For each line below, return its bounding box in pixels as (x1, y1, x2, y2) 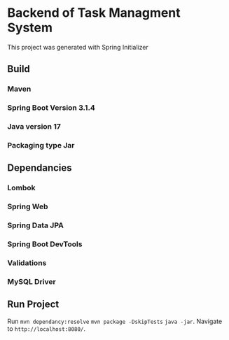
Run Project (7, 299, 60, 311)
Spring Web (7, 201, 48, 211)
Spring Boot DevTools (7, 239, 83, 249)
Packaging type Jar (7, 141, 75, 150)
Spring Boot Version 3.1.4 (7, 103, 96, 113)
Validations (7, 258, 47, 268)
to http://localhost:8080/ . (7, 324, 86, 333)
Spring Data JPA (7, 220, 64, 230)
